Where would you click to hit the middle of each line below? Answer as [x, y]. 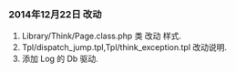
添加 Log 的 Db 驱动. [60, 59]
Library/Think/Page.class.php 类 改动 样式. [102, 36]
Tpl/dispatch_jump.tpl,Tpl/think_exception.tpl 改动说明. [124, 47]
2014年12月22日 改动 [55, 14]
